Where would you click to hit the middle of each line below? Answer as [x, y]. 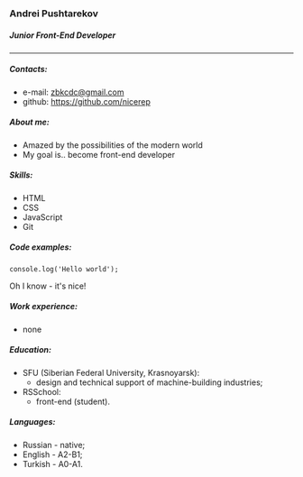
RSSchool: [41, 391]
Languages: [32, 422]
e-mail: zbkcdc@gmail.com [73, 92]
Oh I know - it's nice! [48, 286]
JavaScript [42, 217]
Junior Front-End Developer [63, 35]
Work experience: [44, 307]
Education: [31, 350]
